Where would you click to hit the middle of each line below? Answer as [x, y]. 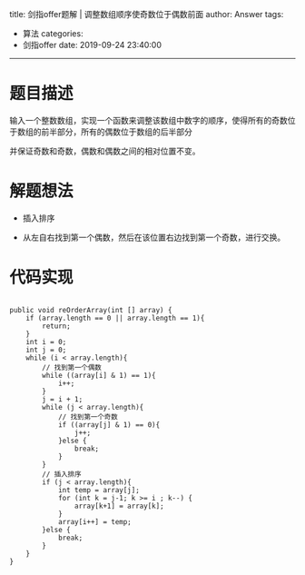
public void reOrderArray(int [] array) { [91, 310]
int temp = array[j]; [99, 490]
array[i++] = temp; [94, 521]
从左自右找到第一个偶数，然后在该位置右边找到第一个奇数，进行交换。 [154, 237]
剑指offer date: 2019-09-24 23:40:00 [92, 45]
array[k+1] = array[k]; [119, 506]
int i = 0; [46, 342]
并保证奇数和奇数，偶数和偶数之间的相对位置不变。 [105, 151]
